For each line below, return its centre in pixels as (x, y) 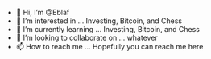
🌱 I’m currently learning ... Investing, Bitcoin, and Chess (108, 29)
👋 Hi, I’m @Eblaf (43, 12)
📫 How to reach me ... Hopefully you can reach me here (110, 47)
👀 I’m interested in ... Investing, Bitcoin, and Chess (99, 21)
